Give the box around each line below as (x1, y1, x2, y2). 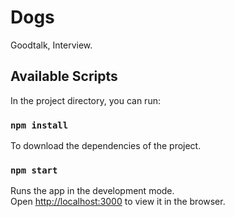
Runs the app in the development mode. (10, 185, 175, 197)
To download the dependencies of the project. (10, 140, 202, 152)
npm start (10, 164, 58, 176)
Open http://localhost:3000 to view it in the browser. (10, 196, 226, 208)
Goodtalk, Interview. (10, 39, 93, 51)
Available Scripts (10, 68, 118, 85)
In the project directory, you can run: (10, 94, 161, 106)
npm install (10, 119, 69, 131)
